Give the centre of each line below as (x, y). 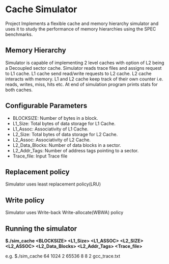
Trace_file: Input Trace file (40, 156)
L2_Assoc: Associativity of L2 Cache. (51, 140)
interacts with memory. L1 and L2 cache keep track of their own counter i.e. (84, 79)
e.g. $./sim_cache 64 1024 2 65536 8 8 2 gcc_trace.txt (63, 256)
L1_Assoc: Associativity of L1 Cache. (50, 129)
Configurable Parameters (46, 106)
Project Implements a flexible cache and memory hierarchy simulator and (82, 23)
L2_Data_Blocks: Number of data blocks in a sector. (67, 145)
